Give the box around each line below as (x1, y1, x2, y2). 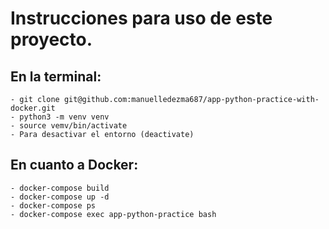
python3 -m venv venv (19, 112, 110, 122)
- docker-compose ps (10, 200, 97, 211)
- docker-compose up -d (10, 192, 110, 202)
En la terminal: (10, 68, 102, 85)
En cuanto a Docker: (10, 157, 139, 174)
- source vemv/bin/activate (10, 121, 128, 131)
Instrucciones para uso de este (10, 7, 273, 30)
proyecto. (10, 28, 93, 51)
